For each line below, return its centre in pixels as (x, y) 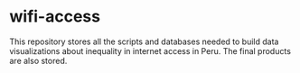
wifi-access (55, 17)
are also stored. (38, 60)
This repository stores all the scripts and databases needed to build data (144, 41)
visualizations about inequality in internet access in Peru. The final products (150, 50)
